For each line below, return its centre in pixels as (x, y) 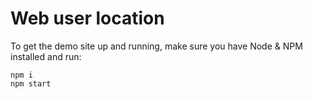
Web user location (87, 18)
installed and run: (46, 56)
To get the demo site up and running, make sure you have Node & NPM (156, 46)
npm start (31, 83)
